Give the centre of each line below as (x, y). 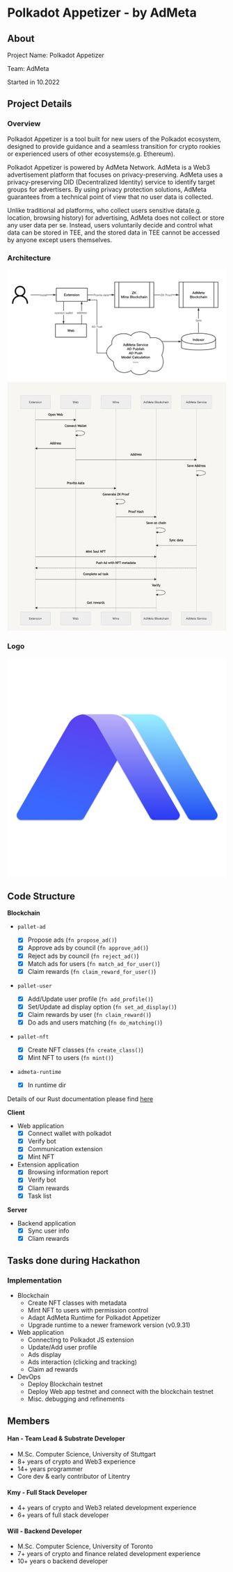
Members (29, 1421)
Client (16, 1113)
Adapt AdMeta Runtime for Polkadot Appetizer (94, 1318)
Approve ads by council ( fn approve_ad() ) (88, 948)
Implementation (35, 1281)
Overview (24, 124)
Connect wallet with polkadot (70, 1133)
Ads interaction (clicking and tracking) (82, 1362)
